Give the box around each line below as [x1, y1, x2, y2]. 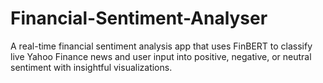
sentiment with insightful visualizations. [10, 61, 173, 73]
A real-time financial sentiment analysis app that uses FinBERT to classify [10, 40, 313, 52]
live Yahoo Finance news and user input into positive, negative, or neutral [10, 50, 312, 62]
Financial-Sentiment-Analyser [10, 7, 268, 30]
